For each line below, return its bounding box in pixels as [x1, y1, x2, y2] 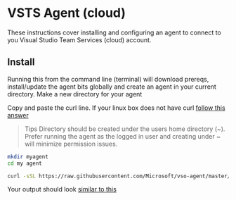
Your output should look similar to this [7, 185, 117, 194]
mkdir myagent [7, 153, 49, 160]
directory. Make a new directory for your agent [7, 89, 143, 98]
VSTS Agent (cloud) [7, 5, 126, 21]
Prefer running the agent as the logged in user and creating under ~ [24, 132, 221, 140]
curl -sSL [7, 173, 37, 180]
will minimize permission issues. [24, 139, 118, 148]
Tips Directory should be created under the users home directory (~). [24, 125, 225, 133]
